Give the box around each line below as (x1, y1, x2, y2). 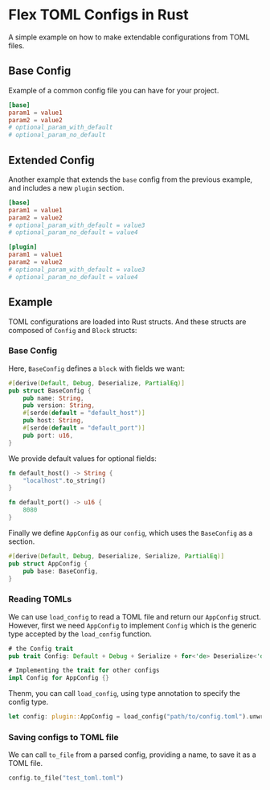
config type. (8, 697, 49, 707)
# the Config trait (8, 644, 74, 652)
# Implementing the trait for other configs (8, 666, 160, 675)
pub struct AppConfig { (8, 559, 88, 568)
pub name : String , (22, 394, 84, 402)
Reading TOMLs (8, 594, 72, 605)
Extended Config (8, 153, 95, 167)
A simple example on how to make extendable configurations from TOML (8, 32, 251, 42)
